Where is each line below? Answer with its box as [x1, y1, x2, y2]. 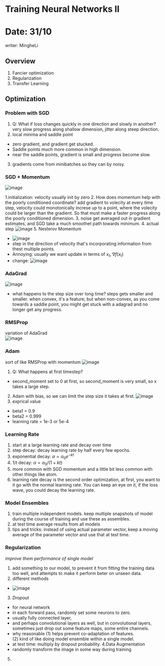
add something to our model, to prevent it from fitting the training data [12, 565, 155, 571]
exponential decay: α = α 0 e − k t [12, 452, 74, 461]
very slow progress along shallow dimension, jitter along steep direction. [12, 126, 160, 132]
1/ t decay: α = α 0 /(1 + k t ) [12, 460, 63, 467]
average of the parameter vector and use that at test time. [12, 532, 130, 538]
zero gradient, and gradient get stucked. [12, 141, 95, 147]
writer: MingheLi [5, 43, 38, 48]
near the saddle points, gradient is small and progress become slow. [12, 151, 151, 157]
